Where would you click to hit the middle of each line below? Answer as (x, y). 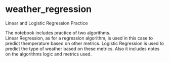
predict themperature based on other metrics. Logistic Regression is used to (85, 43)
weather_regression (49, 9)
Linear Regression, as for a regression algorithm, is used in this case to (79, 38)
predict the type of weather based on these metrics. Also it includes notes (82, 48)
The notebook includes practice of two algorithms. (58, 32)
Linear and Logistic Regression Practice (47, 23)
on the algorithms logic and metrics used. (49, 54)
